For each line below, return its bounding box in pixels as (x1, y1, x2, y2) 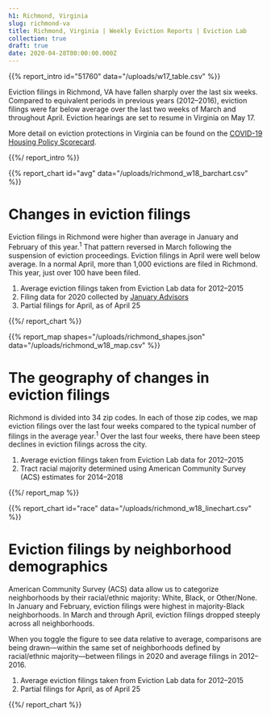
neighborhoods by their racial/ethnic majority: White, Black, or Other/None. (8, 593, 258, 602)
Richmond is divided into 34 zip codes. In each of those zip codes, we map (8, 413, 258, 422)
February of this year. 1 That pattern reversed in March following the (8, 240, 232, 251)
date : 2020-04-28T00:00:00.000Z (8, 49, 117, 57)
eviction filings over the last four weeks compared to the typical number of (8, 421, 256, 430)
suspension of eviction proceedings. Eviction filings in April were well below (8, 250, 261, 260)
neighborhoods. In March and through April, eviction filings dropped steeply (8, 610, 261, 620)
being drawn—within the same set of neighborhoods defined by (8, 643, 221, 652)
